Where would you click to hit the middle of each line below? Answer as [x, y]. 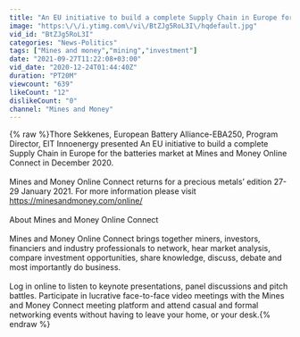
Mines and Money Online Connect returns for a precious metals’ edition [141, 182]
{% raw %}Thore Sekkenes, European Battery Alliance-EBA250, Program [144, 134]
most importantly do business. [65, 267]
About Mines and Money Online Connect [84, 220]
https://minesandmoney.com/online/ [76, 201]
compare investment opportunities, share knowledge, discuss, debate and [146, 258]
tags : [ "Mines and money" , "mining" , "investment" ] [104, 51]
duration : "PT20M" [43, 76]
